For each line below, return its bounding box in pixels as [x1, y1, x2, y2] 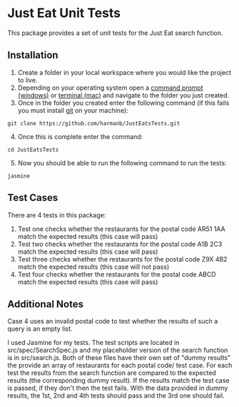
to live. [17, 76, 38, 84]
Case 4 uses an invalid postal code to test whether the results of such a [7, 317, 218, 326]
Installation [7, 49, 59, 61]
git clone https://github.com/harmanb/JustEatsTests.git [7, 120, 180, 127]
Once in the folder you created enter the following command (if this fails [17, 98, 230, 107]
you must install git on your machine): [17, 105, 128, 115]
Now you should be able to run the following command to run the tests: [17, 158, 227, 167]
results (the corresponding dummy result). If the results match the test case [7, 376, 230, 385]
